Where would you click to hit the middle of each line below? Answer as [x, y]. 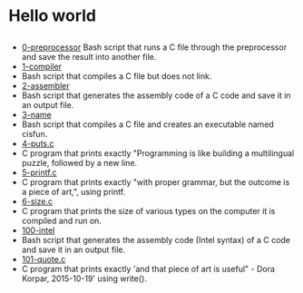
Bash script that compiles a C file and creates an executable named [147, 124]
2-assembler [45, 85]
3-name [36, 114]
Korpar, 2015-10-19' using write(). [84, 278]
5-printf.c [39, 172]
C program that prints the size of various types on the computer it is [148, 210]
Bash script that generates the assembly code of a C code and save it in [156, 95]
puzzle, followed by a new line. [79, 162]
